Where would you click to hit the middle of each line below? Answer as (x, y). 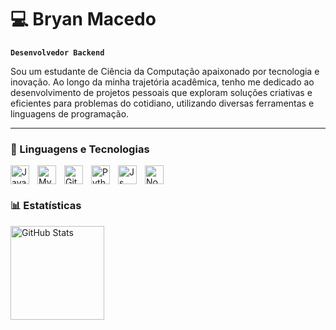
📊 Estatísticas (46, 206)
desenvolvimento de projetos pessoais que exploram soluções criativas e (161, 92)
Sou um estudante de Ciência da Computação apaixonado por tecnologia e (165, 71)
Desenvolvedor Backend (57, 52)
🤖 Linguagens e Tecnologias (80, 149)
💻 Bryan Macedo (83, 19)
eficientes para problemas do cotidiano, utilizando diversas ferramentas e (162, 103)
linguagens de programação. (70, 113)
